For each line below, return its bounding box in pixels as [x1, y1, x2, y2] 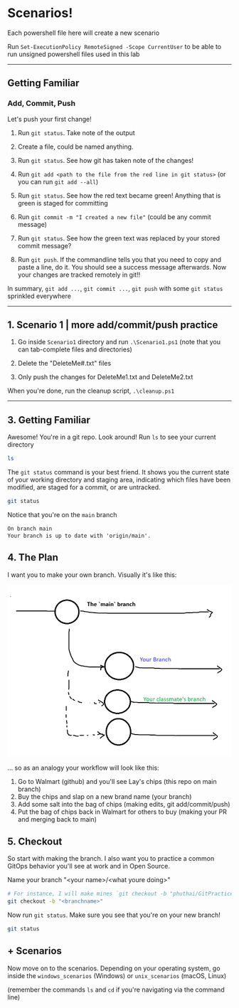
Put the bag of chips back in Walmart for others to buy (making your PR [17, 807, 228, 816]
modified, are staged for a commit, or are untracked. [7, 483, 161, 492]
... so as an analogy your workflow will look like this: [7, 763, 159, 772]
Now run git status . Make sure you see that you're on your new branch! [7, 911, 221, 919]
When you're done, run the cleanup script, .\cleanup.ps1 [7, 386, 175, 396]
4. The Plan [7, 551, 58, 563]
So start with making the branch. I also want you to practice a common [7, 854, 215, 863]
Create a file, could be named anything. [17, 142, 134, 151]
